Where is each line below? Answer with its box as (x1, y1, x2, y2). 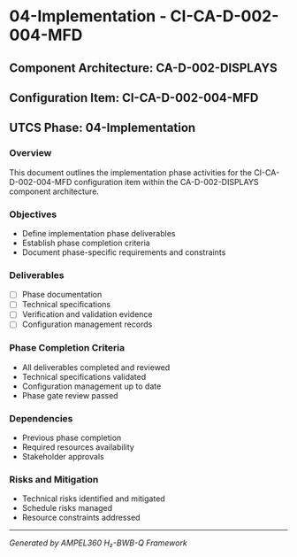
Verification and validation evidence (21, 309, 153, 320)
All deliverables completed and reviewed (21, 361, 171, 373)
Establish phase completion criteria (21, 237, 150, 248)
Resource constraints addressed (21, 512, 141, 523)
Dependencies (9, 412, 73, 424)
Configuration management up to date (21, 381, 162, 391)
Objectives (9, 208, 57, 220)
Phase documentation (21, 290, 103, 300)
